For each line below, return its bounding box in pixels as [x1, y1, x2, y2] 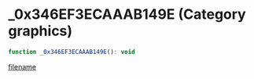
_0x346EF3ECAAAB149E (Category [8, 5, 246, 23]
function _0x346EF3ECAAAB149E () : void [8, 48, 135, 56]
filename [8, 62, 37, 71]
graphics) [8, 22, 73, 40]
